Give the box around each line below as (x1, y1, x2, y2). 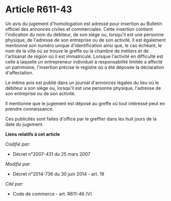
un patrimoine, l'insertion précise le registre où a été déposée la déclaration (5, 64, 164, 70)
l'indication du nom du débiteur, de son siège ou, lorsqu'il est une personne (5, 31, 164, 37)
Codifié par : (5, 141, 31, 147)
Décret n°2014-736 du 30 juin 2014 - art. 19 (12, 171, 105, 177)
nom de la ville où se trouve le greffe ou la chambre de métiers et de (5, 48, 149, 54)
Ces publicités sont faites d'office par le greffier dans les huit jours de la (5, 115, 157, 122)
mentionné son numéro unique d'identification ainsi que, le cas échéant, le (5, 42, 162, 48)
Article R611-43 (5, 4, 72, 15)
